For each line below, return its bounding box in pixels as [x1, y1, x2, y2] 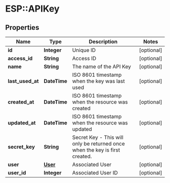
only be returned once [72, 140, 125, 147]
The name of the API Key [72, 63, 132, 70]
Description [89, 38, 118, 45]
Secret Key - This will [72, 134, 124, 141]
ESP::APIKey [5, 3, 60, 15]
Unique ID [72, 47, 96, 54]
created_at [8, 99, 34, 105]
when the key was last [72, 78, 125, 84]
